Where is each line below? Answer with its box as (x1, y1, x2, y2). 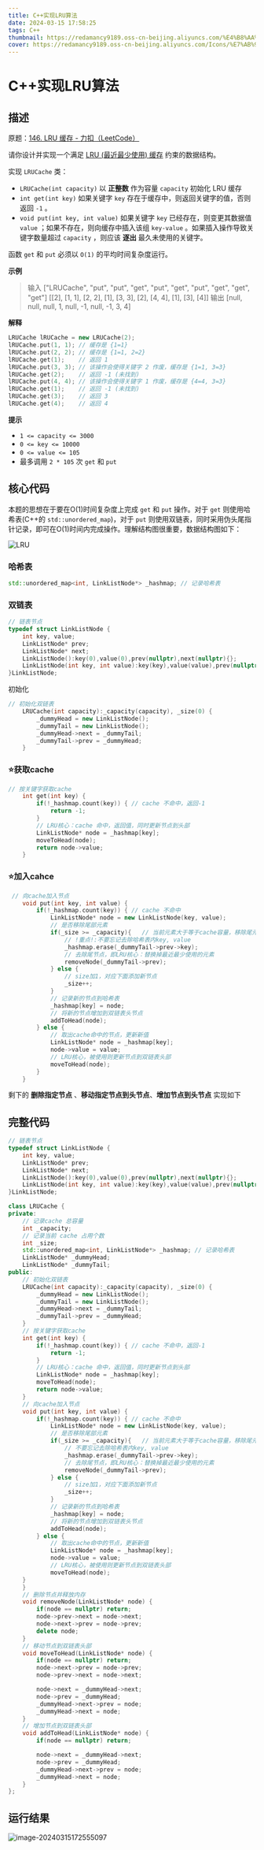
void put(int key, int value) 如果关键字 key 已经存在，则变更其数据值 (19, 214, 252, 223)
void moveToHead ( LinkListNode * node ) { (22, 1649, 153, 1657)
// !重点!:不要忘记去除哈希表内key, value (64, 935, 191, 944)
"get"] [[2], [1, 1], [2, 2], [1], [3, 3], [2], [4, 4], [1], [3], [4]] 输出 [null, (27, 293, 243, 303)
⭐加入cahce (8, 871, 55, 882)
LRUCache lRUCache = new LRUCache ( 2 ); (8, 334, 135, 342)
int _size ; (22, 1239, 58, 1247)
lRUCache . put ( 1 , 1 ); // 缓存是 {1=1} (8, 341, 128, 349)
